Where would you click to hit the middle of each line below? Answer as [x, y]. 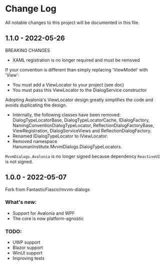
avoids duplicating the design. [36, 105]
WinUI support [27, 253]
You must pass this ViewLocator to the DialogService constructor [79, 90]
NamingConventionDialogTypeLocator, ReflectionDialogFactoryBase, [83, 125]
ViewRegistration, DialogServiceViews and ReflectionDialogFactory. [82, 130]
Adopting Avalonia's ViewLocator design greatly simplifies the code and [79, 99]
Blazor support [28, 247]
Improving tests [28, 258]
